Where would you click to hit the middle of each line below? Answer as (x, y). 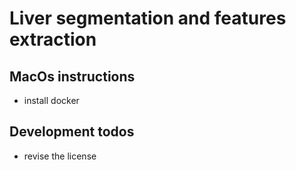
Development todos (72, 132)
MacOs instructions (72, 76)
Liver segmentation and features (148, 18)
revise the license (60, 156)
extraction (53, 39)
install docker (51, 100)
